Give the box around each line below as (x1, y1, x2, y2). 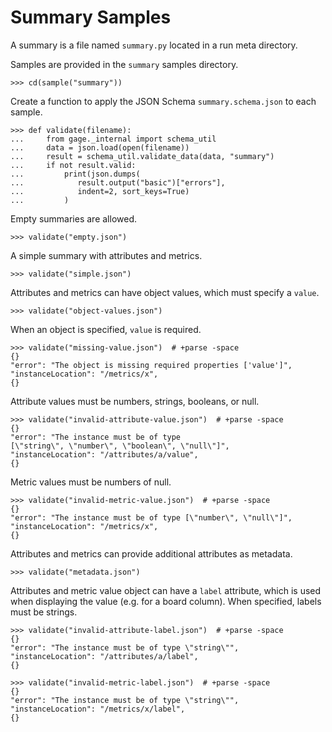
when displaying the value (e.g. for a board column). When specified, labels (10, 595, 322, 607)
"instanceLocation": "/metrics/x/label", (10, 704, 186, 714)
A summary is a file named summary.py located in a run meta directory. (10, 39, 298, 51)
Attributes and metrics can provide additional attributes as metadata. (10, 547, 293, 560)
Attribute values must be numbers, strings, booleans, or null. (10, 395, 260, 407)
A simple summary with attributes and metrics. (10, 249, 203, 261)
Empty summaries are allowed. (10, 212, 138, 225)
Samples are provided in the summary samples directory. (10, 58, 239, 70)
